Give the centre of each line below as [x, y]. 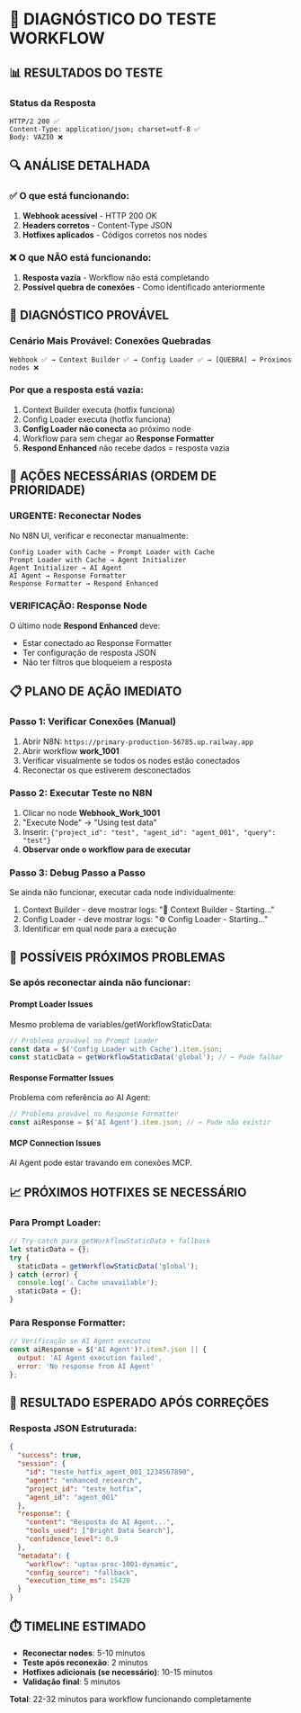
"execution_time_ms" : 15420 [78, 1581]
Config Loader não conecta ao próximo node [106, 428]
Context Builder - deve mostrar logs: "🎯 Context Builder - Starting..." [148, 910]
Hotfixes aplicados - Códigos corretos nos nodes [115, 235]
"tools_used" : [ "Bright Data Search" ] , [100, 1531]
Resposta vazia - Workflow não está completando [115, 277]
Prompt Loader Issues [51, 1004]
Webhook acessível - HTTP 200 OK [89, 215]
